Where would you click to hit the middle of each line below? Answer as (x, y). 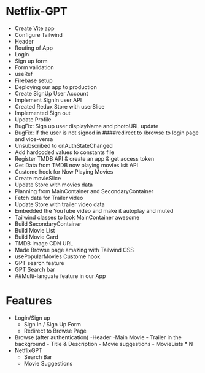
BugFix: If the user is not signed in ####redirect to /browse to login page (106, 133)
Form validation (34, 67)
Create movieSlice (38, 178)
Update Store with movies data (54, 185)
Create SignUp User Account (51, 93)
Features (29, 301)
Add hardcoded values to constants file (64, 152)
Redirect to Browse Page (55, 331)
